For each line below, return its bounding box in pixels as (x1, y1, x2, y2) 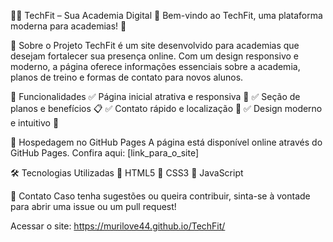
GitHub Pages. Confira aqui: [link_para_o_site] (10, 147, 200, 159)
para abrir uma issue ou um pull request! (10, 201, 177, 212)
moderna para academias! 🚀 (10, 20, 127, 32)
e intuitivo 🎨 (10, 117, 60, 129)
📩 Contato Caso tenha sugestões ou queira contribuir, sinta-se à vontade (10, 190, 311, 202)
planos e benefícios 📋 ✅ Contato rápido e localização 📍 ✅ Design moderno (10, 103, 323, 114)
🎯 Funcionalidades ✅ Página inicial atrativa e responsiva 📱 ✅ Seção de (10, 91, 301, 102)
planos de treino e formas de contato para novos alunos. (10, 71, 244, 83)
